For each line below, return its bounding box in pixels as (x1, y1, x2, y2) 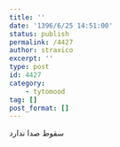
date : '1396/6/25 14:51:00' (9, 21, 114, 30)
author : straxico (9, 46, 74, 55)
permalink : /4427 (9, 37, 74, 47)
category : (9, 79, 46, 88)
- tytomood (25, 87, 66, 96)
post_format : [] (9, 104, 69, 112)
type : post (9, 63, 50, 72)
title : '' (9, 12, 46, 22)
